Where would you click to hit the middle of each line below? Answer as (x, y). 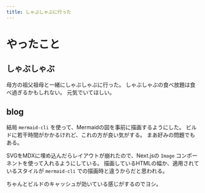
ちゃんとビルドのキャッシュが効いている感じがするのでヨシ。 (84, 184)
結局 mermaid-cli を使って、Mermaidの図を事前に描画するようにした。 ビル (102, 127)
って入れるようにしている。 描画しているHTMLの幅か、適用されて (116, 164)
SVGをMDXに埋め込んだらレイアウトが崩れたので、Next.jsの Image (91, 156)
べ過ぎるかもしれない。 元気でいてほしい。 (61, 92)
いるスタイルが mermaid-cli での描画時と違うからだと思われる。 (87, 171)
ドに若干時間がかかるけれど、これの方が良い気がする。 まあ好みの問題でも (101, 135)
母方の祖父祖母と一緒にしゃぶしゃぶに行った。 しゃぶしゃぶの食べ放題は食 (101, 85)
